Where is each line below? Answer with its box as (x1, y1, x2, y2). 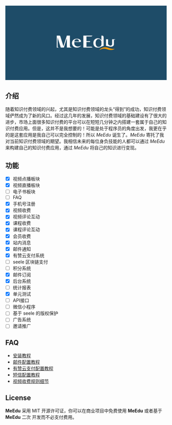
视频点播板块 (12, 176, 40, 182)
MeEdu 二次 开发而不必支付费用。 (5, 414, 77, 420)
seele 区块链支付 (12, 259, 48, 265)
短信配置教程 (12, 372, 40, 378)
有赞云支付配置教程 (12, 365, 54, 372)
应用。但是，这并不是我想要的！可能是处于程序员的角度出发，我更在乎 (18, 125, 167, 131)
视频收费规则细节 (12, 378, 49, 384)
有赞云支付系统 (12, 252, 45, 258)
